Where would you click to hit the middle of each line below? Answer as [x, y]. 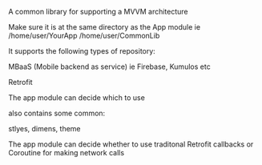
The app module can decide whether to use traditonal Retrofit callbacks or [131, 144]
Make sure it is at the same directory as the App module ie [105, 27]
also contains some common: [57, 113]
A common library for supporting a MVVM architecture [98, 12]
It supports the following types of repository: [82, 51]
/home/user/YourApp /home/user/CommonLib [84, 36]
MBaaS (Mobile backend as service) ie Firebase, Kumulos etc [109, 66]
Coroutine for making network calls [67, 153]
